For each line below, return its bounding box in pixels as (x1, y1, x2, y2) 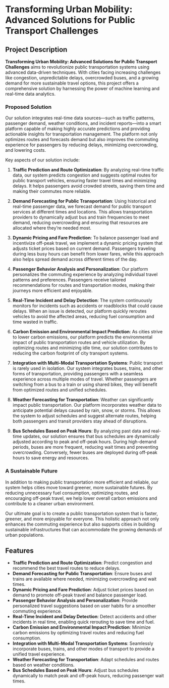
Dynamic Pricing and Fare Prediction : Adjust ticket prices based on (12, 587, 154, 593)
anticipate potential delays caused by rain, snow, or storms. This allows (12, 407, 161, 413)
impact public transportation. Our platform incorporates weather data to (12, 402, 162, 408)
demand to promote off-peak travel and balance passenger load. (12, 592, 147, 598)
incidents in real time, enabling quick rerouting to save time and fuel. (12, 619, 155, 625)
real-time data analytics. (5, 91, 56, 97)
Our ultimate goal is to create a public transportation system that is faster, (5, 510, 158, 517)
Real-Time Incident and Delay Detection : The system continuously (12, 297, 152, 304)
